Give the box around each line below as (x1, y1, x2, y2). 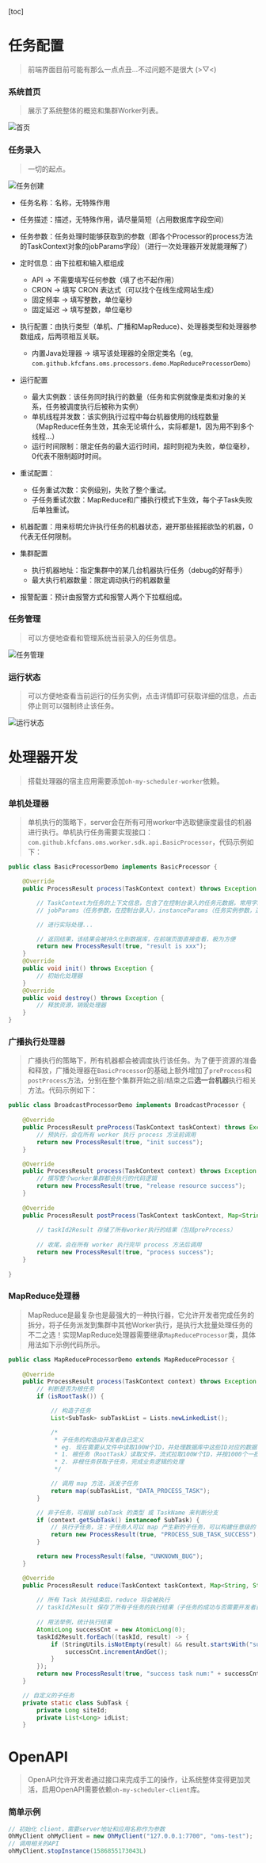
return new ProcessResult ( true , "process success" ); (36, 1248, 215, 1257)
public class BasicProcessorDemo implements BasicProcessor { (8, 863, 218, 871)
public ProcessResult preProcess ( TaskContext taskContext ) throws (22, 1124, 246, 1132)
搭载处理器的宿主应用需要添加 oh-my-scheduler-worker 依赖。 (27, 777, 224, 786)
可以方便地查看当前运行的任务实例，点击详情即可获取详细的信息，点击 (27, 691, 257, 701)
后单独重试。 (31, 505, 74, 514)
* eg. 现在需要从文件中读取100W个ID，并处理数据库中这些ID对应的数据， (54, 1443, 264, 1451)
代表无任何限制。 (19, 531, 76, 541)
